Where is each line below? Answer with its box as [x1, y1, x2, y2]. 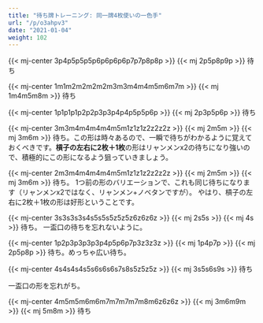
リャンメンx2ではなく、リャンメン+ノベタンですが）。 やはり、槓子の [21, 187, 246, 197]
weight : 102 [8, 33, 47, 42]
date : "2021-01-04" [8, 26, 72, 34]
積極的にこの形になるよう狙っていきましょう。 [21, 153, 173, 162]
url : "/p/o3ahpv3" [8, 19, 69, 27]
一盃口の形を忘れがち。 [8, 281, 84, 291]
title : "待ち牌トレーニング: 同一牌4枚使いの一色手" [8, 11, 162, 20]
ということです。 [83, 198, 139, 207]
